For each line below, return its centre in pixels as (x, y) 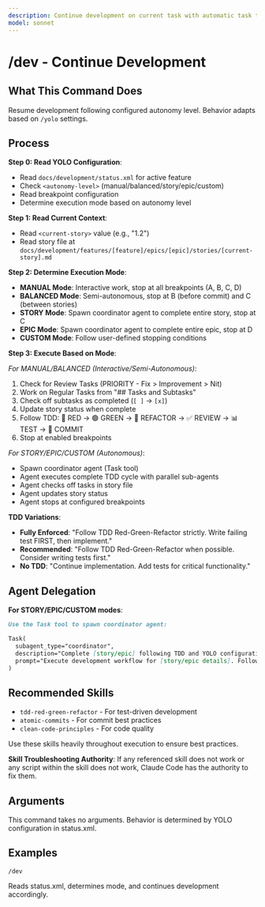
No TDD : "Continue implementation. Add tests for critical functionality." (135, 566)
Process (29, 143)
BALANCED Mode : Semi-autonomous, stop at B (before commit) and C (135, 296)
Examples (33, 853)
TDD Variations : (35, 517)
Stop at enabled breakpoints (65, 438)
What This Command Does (75, 91)
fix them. (22, 776)
